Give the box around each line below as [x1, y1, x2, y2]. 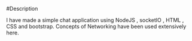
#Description [6, 5, 38, 12]
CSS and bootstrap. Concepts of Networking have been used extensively [6, 23, 187, 30]
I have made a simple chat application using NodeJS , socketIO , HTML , [6, 17, 184, 23]
